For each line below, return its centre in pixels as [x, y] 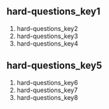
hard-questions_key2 [47, 28]
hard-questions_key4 [47, 43]
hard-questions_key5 [54, 66]
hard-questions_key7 [47, 90]
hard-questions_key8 [47, 97]
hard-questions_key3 [47, 36]
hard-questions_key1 [53, 12]
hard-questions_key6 [47, 82]
